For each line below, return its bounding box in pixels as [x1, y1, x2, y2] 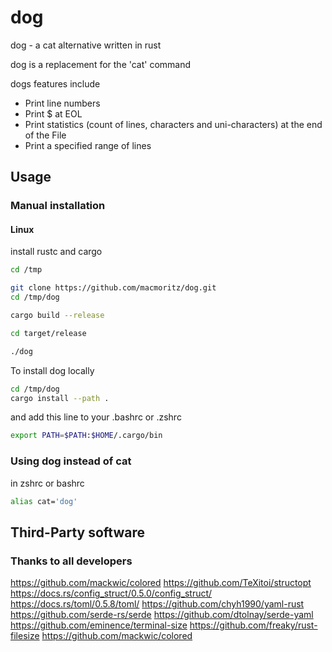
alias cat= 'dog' [10, 496, 78, 506]
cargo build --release [10, 311, 105, 321]
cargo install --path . [10, 393, 110, 403]
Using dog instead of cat [10, 454, 132, 468]
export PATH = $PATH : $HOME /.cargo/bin [10, 431, 163, 441]
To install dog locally [10, 364, 95, 376]
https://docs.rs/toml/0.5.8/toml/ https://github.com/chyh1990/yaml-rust [10, 598, 305, 610]
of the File [24, 129, 67, 141]
